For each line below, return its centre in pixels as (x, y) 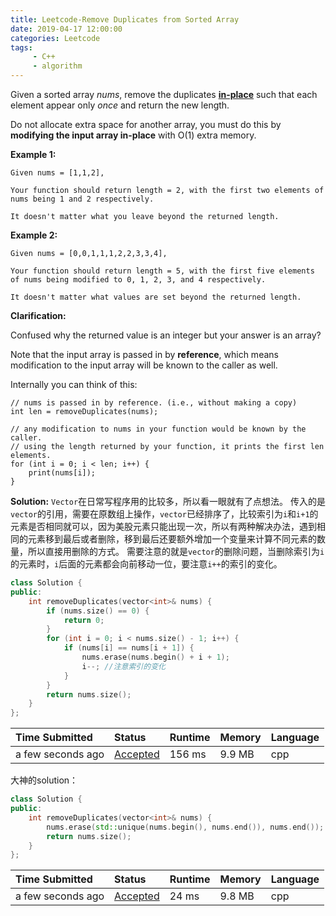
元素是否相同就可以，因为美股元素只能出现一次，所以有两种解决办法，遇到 (163, 526)
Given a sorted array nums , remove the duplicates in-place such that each (164, 94)
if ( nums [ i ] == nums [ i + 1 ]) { (129, 648)
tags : (21, 47)
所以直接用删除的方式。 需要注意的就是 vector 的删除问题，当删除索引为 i (176, 551)
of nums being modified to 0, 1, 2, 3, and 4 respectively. (138, 280)
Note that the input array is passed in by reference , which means (144, 354)
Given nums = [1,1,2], (57, 173)
